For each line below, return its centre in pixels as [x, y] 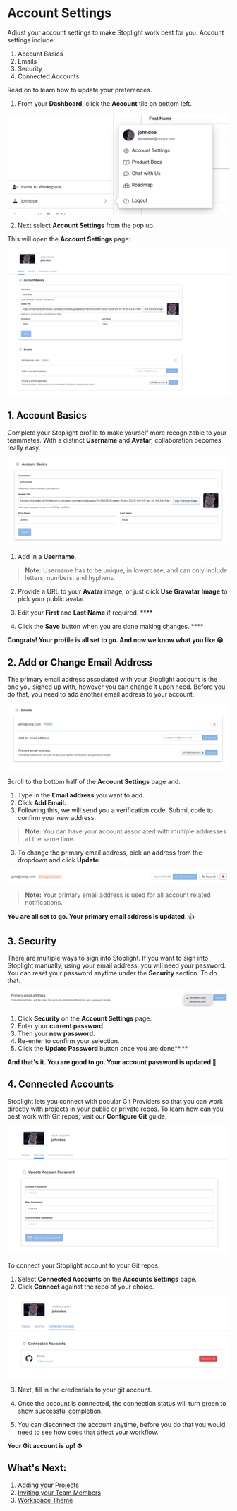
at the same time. [50, 838]
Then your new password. [56, 1033]
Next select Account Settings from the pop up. [86, 225]
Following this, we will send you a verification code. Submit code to [115, 810]
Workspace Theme [45, 1500]
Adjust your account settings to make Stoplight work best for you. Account [116, 32]
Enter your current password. [61, 1025]
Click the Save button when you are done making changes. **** [110, 627]
